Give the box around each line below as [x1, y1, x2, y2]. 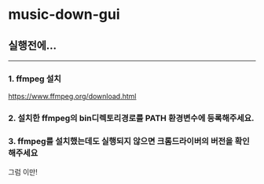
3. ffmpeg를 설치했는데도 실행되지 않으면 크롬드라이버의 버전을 [8, 136, 233, 147]
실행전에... [8, 39, 57, 52]
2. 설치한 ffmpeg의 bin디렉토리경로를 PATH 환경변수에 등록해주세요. [8, 112, 255, 123]
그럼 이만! [8, 167, 38, 176]
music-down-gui [8, 6, 120, 24]
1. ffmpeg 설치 [8, 73, 61, 84]
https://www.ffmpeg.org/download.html [8, 92, 137, 101]
